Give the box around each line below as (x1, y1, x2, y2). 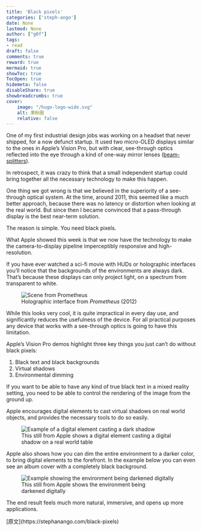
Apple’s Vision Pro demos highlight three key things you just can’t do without (6, 341, 196, 348)
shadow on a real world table (21, 438, 93, 446)
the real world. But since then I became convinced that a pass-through (6, 206, 182, 214)
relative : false (17, 115, 58, 121)
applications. (6, 506, 38, 513)
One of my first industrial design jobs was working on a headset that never (6, 132, 191, 139)
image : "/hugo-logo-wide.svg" (17, 104, 93, 110)
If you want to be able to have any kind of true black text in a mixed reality (6, 383, 189, 391)
